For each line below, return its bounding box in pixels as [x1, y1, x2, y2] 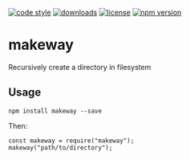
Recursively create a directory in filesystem [8, 62, 152, 72]
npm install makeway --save [8, 107, 103, 115]
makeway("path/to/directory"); [8, 143, 113, 152]
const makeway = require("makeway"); [8, 137, 135, 145]
